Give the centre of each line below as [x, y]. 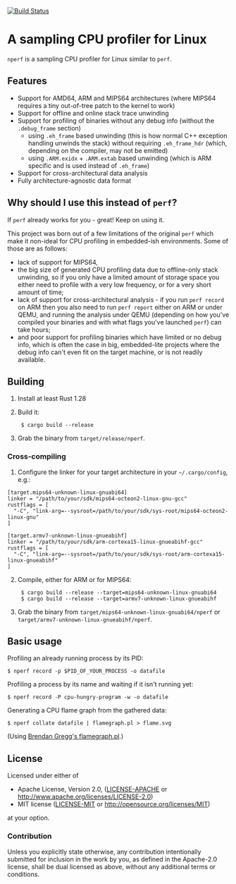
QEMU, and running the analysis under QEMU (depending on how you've [123, 315]
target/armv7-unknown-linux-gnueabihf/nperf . [85, 619]
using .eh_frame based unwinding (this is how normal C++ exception [128, 135]
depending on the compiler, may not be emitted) [98, 150]
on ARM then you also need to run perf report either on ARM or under [120, 307]
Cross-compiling [37, 456]
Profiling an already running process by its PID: [75, 658]
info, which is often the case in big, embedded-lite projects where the [118, 344]
